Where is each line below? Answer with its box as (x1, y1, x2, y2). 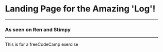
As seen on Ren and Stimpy (5, 26, 71, 33)
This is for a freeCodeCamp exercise (5, 42, 79, 47)
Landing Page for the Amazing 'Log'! (5, 3, 156, 14)
